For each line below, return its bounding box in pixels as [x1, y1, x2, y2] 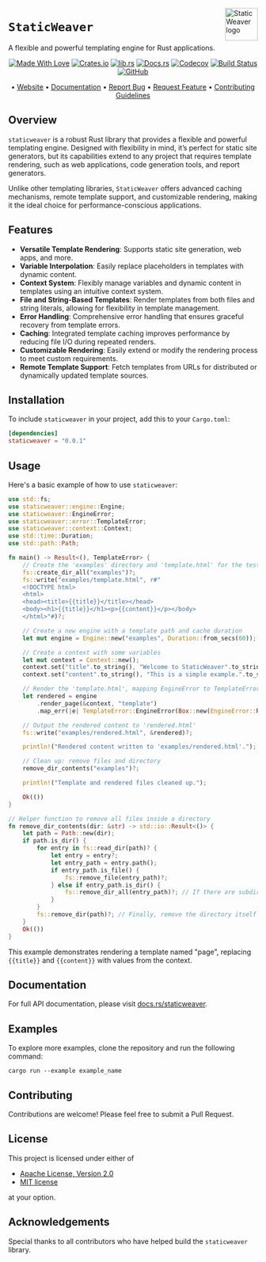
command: [8, 1051, 44, 1061]
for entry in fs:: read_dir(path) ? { [36, 844, 158, 853]
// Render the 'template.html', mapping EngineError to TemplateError [22, 685, 260, 693]
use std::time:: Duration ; [8, 532, 93, 540]
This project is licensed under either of [8, 1153, 135, 1163]
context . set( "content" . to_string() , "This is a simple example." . [22, 671, 246, 679]
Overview [8, 113, 58, 127]
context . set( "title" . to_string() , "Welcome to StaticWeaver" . [22, 663, 232, 671]
